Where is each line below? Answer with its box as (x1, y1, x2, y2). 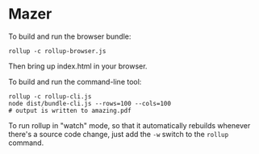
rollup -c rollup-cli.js (8, 92, 92, 101)
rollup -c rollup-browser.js (8, 47, 107, 55)
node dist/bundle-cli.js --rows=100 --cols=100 (8, 99, 172, 107)
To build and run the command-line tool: (8, 77, 142, 86)
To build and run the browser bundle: (8, 31, 132, 41)
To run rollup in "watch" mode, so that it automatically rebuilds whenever (8, 120, 251, 130)
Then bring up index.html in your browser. (8, 61, 148, 71)
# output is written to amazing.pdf (8, 106, 132, 114)
